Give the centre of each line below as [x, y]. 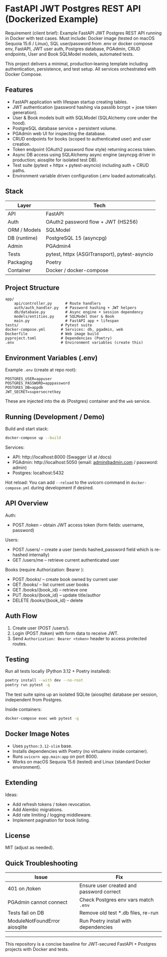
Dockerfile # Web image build [52, 334]
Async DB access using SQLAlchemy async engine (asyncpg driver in [84, 154]
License [18, 836]
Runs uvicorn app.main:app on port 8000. [55, 756]
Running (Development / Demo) [55, 417]
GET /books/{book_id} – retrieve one [50, 589]
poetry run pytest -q [28, 685]
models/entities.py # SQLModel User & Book [64, 317]
